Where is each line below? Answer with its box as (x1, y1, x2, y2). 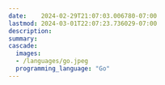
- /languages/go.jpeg (15, 57, 89, 66)
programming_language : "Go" (15, 65, 111, 73)
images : (15, 49, 42, 57)
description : (8, 27, 53, 35)
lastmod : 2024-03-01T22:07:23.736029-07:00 (8, 19, 158, 28)
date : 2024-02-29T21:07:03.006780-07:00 (8, 11, 158, 20)
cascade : (8, 42, 38, 50)
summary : (8, 34, 38, 43)
